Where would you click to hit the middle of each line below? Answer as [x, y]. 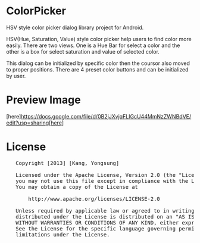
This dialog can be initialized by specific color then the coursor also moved [98, 63]
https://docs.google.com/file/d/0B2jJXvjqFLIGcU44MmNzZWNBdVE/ [106, 116]
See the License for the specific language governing [96, 228]
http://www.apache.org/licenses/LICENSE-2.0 [94, 199]
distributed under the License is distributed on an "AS [101, 216]
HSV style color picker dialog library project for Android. [75, 27]
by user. [16, 76]
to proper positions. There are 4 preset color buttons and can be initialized [97, 69]
